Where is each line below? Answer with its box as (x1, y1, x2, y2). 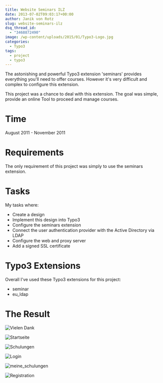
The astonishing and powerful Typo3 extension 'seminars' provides (5, 71, 142, 77)
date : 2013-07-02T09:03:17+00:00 (5, 12, 74, 17)
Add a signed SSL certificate (12, 243, 70, 249)
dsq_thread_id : (5, 26, 36, 31)
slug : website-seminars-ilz (5, 21, 63, 26)
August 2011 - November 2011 (5, 130, 65, 136)
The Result (5, 309, 50, 320)
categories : (5, 39, 30, 44)
